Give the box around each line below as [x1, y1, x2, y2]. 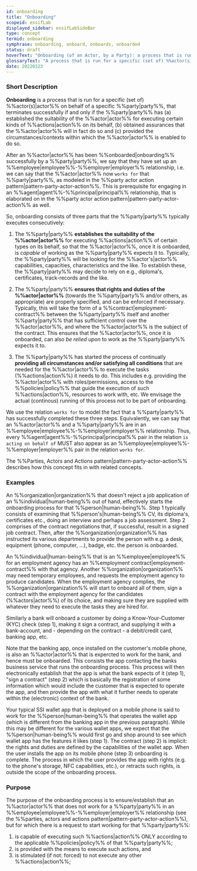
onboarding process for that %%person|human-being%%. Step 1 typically [6, 504, 186, 511]
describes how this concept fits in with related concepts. [6, 463, 143, 471]
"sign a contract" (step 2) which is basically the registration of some [6, 676, 171, 683]
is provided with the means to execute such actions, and [14, 846, 151, 853]
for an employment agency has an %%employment [6, 559, 130, 566]
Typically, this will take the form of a [14, 304, 102, 311]
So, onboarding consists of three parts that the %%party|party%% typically [6, 212, 189, 220]
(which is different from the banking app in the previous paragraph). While [6, 719, 185, 726]
